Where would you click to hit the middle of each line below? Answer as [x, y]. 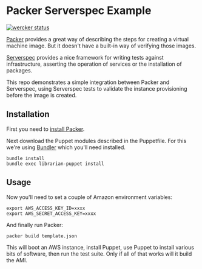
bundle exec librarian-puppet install [55, 164]
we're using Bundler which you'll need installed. [66, 147]
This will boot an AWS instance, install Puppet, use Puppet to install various [100, 247]
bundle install [25, 158]
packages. [19, 70]
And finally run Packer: [35, 225]
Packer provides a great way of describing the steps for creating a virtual [98, 39]
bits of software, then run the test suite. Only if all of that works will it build [99, 254]
